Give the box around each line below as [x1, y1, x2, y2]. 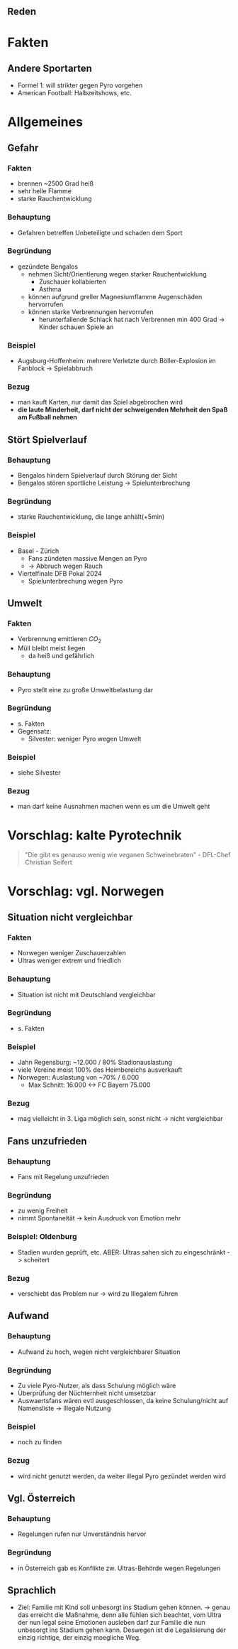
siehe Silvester [17, 768, 61, 777]
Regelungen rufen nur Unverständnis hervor [17, 1530, 147, 1538]
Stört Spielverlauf [7, 434, 87, 446]
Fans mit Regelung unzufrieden [17, 1173, 110, 1181]
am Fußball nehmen [17, 413, 78, 421]
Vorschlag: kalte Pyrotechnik [7, 827, 182, 843]
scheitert [23, 1255, 50, 1264]
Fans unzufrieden [7, 1135, 87, 1147]
